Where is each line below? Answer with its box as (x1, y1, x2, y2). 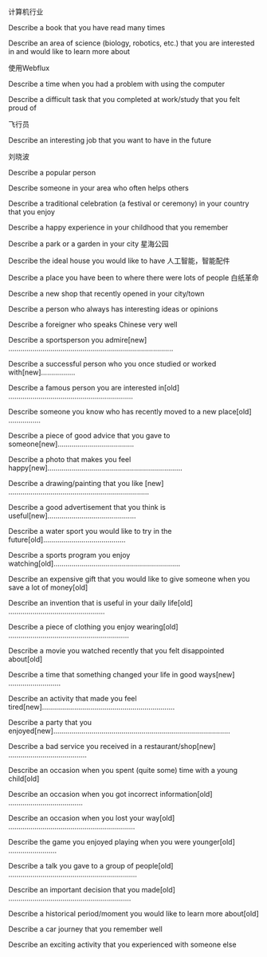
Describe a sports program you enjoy (8, 551, 131, 559)
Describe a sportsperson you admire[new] (8, 335, 147, 344)
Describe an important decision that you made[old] (8, 885, 175, 894)
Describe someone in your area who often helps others (8, 183, 189, 193)
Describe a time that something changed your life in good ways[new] (8, 670, 235, 679)
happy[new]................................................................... (8, 463, 183, 473)
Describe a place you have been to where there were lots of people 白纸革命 (8, 273, 259, 282)
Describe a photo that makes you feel (8, 455, 132, 464)
